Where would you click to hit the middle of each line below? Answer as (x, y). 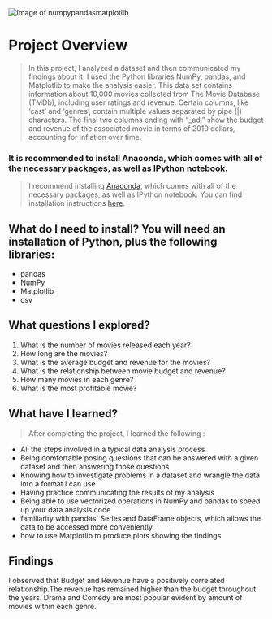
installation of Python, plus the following (113, 241)
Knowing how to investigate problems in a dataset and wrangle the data (140, 475)
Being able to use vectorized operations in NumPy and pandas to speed (140, 501)
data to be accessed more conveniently (86, 527)
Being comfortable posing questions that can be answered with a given (139, 458)
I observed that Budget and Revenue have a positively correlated (117, 581)
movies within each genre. (53, 607)
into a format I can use (58, 483)
